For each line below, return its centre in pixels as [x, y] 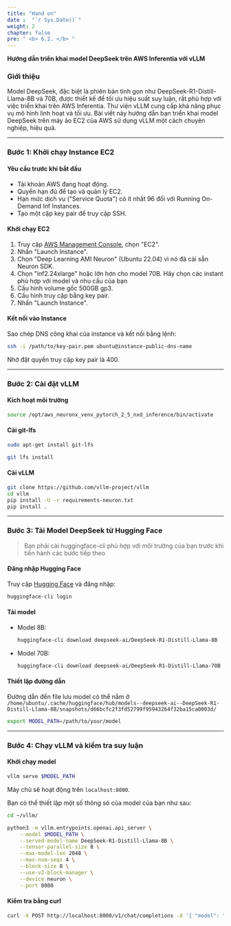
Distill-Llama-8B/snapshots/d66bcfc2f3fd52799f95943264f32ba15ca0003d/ [112, 709]
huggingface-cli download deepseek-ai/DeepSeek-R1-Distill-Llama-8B [117, 640]
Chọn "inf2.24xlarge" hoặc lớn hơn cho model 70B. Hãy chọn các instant [120, 273]
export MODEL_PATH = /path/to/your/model [64, 722]
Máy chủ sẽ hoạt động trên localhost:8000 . [69, 789]
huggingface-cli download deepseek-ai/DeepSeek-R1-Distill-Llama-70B [119, 666]
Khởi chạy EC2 [29, 229]
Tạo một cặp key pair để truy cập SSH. [72, 213]
